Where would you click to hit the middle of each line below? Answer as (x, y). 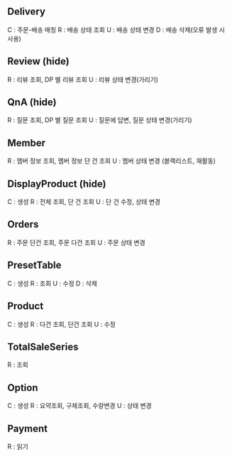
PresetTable (34, 265)
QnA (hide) (32, 102)
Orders (23, 224)
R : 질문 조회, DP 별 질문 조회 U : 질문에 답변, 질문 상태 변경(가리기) (100, 120)
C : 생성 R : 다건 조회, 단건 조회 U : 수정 (61, 324)
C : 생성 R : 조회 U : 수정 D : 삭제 (53, 283)
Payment (28, 428)
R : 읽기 (18, 446)
